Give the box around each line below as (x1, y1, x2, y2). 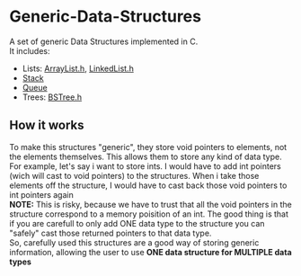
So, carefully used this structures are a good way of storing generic (9, 236, 260, 248)
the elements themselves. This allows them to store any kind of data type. (9, 151, 282, 162)
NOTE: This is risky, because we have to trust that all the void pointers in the (9, 199, 292, 209)
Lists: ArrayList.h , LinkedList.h (22, 63, 135, 74)
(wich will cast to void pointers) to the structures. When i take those (9, 170, 260, 181)
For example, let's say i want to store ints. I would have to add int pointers (9, 160, 281, 172)
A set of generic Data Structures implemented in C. (9, 36, 199, 47)
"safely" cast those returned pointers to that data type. (9, 227, 212, 238)
